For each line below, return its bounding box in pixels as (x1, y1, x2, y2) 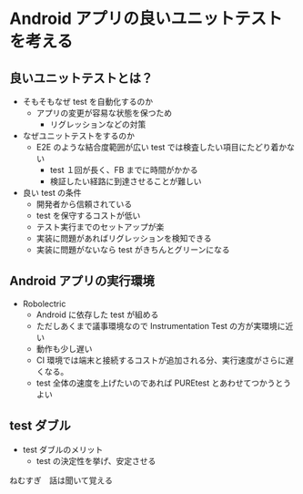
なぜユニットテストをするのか (22, 130, 135, 141)
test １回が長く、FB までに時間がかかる (49, 165, 198, 175)
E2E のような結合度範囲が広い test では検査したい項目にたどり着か (35, 142, 288, 152)
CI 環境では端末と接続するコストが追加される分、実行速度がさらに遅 (35, 355, 294, 365)
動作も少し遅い (35, 343, 93, 354)
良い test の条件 (22, 188, 82, 198)
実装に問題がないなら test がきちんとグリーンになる (35, 244, 230, 255)
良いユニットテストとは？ (9, 70, 153, 86)
